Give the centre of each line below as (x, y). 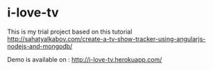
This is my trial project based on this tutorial (70, 32)
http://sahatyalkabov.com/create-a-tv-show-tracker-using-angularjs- (106, 38)
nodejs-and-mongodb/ (40, 46)
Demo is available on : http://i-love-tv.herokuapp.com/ (85, 59)
